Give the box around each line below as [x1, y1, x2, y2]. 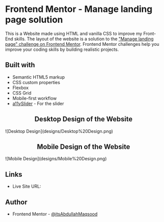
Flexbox [12, 85, 29, 91]
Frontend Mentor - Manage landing [5, 3, 153, 15]
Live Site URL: [12, 183, 41, 190]
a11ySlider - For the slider [12, 101, 64, 107]
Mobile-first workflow [12, 95, 57, 101]
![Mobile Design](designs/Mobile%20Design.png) [5, 156, 107, 162]
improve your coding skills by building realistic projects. [5, 46, 119, 52]
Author [5, 198, 27, 206]
